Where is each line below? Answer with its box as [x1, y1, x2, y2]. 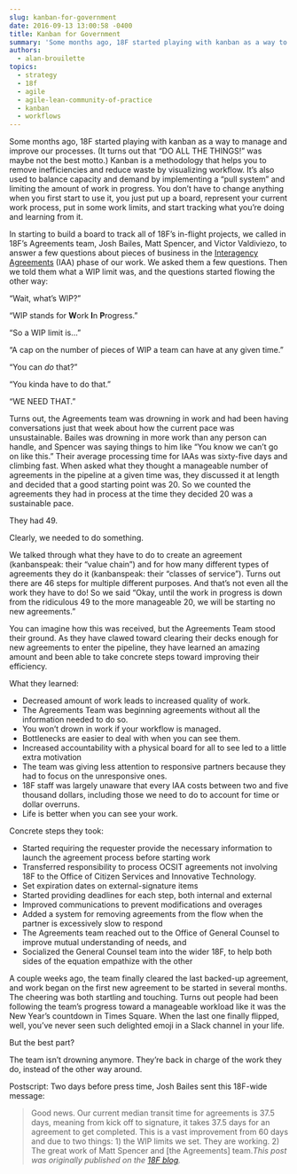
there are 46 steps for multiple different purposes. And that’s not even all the [9, 578, 289, 589]
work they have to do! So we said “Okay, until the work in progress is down [9, 587, 283, 599]
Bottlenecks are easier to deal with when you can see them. [21, 733, 241, 744]
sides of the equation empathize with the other [21, 956, 193, 967]
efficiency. [9, 661, 48, 672]
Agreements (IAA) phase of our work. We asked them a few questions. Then [9, 257, 288, 268]
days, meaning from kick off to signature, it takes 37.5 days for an [30, 1117, 270, 1128]
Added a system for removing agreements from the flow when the [21, 909, 263, 920]
